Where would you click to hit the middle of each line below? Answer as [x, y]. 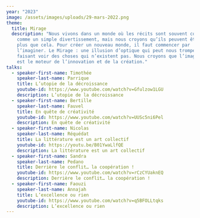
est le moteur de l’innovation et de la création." [82, 62]
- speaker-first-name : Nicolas [50, 128]
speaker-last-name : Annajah [51, 189]
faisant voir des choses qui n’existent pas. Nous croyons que [97, 56]
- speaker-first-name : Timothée [52, 73]
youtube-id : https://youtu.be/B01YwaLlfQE [70, 145]
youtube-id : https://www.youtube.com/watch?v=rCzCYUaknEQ [90, 173]
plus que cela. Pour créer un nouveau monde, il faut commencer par [104, 45]
